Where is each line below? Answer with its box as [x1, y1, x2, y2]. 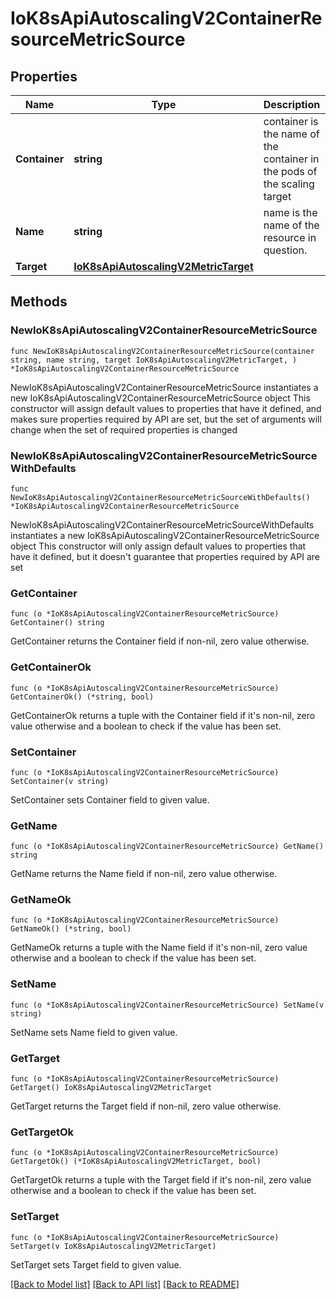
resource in [263, 231, 317, 244]
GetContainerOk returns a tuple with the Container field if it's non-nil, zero [10, 709, 316, 721]
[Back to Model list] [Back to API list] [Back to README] [10, 1278, 240, 1290]
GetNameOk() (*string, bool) [10, 924, 132, 934]
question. [263, 243, 308, 257]
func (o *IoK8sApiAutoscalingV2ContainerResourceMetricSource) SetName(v [10, 1000, 325, 1010]
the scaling [263, 177, 315, 191]
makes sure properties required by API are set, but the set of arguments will [10, 413, 322, 425]
